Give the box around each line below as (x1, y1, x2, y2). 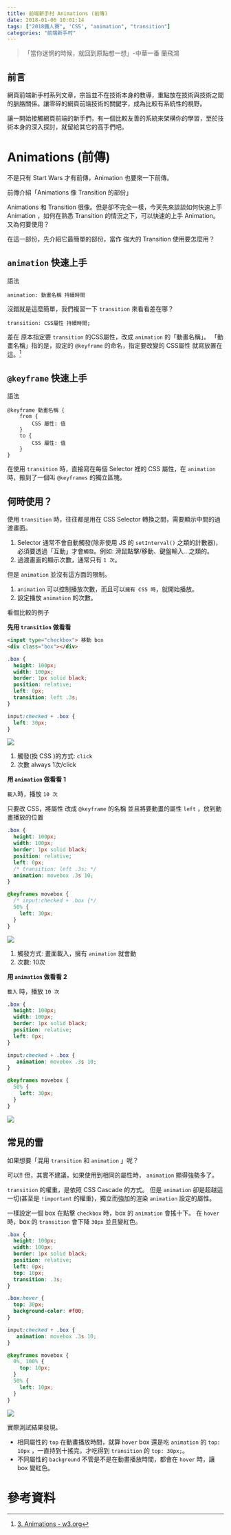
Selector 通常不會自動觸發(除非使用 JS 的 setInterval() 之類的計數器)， (16, 539, 222, 547)
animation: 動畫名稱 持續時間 (7, 291, 86, 299)
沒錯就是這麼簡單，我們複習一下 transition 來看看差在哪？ (7, 304, 174, 313)
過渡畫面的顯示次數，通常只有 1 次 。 (16, 556, 121, 564)
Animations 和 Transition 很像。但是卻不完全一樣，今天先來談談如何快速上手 (7, 203, 223, 211)
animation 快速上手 (7, 257, 87, 269)
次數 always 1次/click (16, 760, 77, 769)
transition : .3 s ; (13, 1276, 63, 1283)
